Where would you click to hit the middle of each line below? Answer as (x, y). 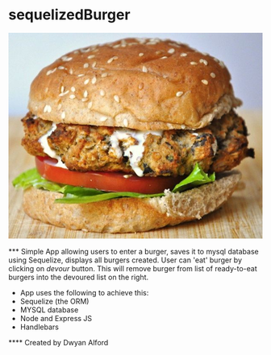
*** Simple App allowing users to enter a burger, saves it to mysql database (134, 252)
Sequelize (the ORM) (54, 301)
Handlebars (39, 327)
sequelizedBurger (69, 15)
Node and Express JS (56, 319)
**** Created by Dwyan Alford (58, 343)
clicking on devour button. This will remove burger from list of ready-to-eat (133, 269)
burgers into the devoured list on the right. (79, 277)
